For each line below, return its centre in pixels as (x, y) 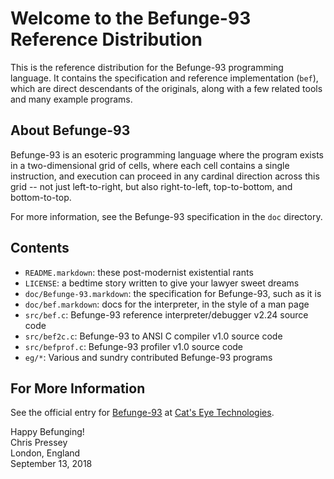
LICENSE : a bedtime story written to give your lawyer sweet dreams (162, 283)
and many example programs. (71, 99)
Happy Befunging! (47, 432)
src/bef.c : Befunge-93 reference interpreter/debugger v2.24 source (166, 314)
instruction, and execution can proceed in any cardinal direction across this (165, 176)
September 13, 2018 (51, 464)
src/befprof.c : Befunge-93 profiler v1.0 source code (134, 346)
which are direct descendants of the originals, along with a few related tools (166, 88)
